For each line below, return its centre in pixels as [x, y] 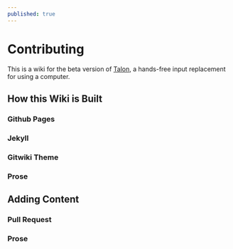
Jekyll [18, 138]
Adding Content [43, 200]
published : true [31, 14]
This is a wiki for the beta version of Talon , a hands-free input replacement [116, 69]
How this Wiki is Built [55, 99]
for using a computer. [39, 76]
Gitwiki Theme [33, 157]
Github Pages [31, 119]
